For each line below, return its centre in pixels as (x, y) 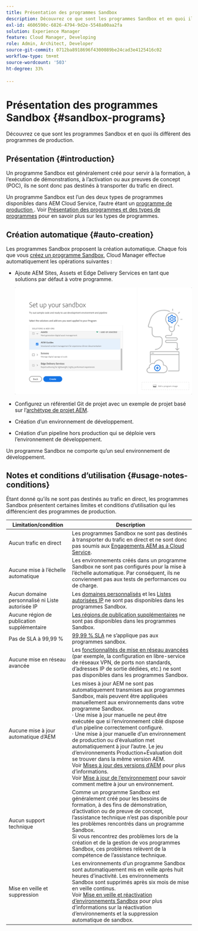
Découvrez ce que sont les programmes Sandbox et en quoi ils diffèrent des (99, 134)
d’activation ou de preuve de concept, (118, 811)
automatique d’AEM (32, 737)
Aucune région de (30, 614)
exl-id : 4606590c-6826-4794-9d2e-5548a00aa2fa (64, 25)
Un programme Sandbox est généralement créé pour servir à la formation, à (98, 173)
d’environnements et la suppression (115, 914)
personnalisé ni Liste (34, 600)
